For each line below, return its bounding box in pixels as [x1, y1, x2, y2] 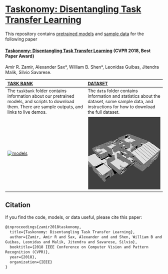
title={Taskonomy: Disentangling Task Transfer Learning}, [9, 229, 135, 234]
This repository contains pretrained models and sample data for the [5, 31, 144, 37]
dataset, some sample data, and [87, 98, 153, 104]
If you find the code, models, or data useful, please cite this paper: [5, 214, 142, 220]
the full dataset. [87, 109, 120, 115]
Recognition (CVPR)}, [5, 249, 50, 254]
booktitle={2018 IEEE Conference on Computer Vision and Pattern [9, 244, 149, 249]
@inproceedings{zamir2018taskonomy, [5, 224, 81, 229]
